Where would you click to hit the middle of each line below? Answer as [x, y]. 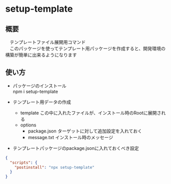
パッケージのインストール [40, 86]
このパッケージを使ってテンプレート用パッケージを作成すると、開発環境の [88, 48]
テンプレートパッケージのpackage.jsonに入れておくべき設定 [76, 148]
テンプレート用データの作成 [42, 102]
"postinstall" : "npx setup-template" [55, 167]
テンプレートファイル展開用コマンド [47, 42]
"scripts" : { [24, 163]
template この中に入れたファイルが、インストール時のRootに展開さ [91, 113]
